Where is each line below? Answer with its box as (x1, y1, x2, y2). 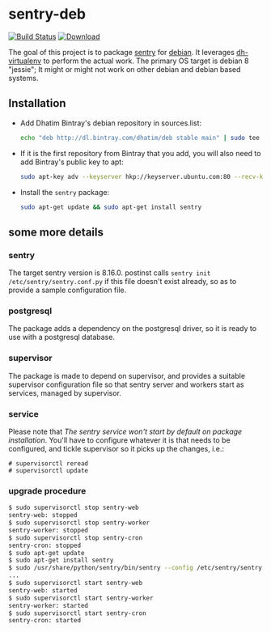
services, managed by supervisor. (8, 388, 121, 397)
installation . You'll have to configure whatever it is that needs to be (8, 435, 231, 445)
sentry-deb (8, 5, 87, 23)
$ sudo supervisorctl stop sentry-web (8, 503, 139, 512)
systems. (8, 73, 39, 83)
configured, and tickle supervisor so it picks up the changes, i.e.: (8, 443, 225, 453)
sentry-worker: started (8, 601, 89, 609)
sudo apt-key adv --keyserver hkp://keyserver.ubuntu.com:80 (19, 172, 231, 180)
